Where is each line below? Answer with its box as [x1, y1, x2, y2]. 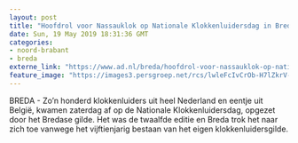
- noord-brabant [9, 46, 69, 55]
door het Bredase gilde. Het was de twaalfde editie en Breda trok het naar [9, 114, 278, 124]
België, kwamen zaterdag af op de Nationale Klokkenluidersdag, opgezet [9, 104, 276, 115]
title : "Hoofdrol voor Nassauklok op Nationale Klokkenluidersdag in [9, 21, 272, 30]
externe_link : [9, 63, 62, 72]
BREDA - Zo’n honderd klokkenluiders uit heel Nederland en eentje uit [9, 95, 263, 106]
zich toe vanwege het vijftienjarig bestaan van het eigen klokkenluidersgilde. [9, 123, 289, 134]
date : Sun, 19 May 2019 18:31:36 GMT [9, 29, 149, 38]
